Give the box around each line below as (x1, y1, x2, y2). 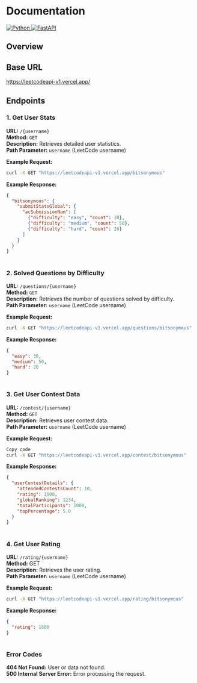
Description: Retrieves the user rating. (6, 566, 102, 573)
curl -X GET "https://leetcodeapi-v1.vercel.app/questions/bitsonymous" (6, 325, 192, 331)
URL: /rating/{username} (6, 553, 68, 561)
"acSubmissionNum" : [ (22, 209, 77, 215)
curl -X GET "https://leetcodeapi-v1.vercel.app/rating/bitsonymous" (6, 596, 184, 602)
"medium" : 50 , (11, 358, 47, 365)
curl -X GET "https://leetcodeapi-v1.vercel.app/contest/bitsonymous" (6, 452, 187, 458)
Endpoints (6, 95, 46, 106)
